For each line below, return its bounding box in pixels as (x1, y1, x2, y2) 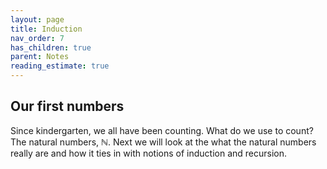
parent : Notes (10, 52, 70, 62)
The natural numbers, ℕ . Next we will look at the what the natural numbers (10, 136, 317, 148)
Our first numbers (10, 98, 125, 115)
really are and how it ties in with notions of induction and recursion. (10, 147, 288, 159)
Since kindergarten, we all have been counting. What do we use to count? (10, 124, 314, 136)
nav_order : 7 (10, 33, 65, 43)
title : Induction (10, 24, 83, 34)
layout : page (10, 14, 65, 25)
